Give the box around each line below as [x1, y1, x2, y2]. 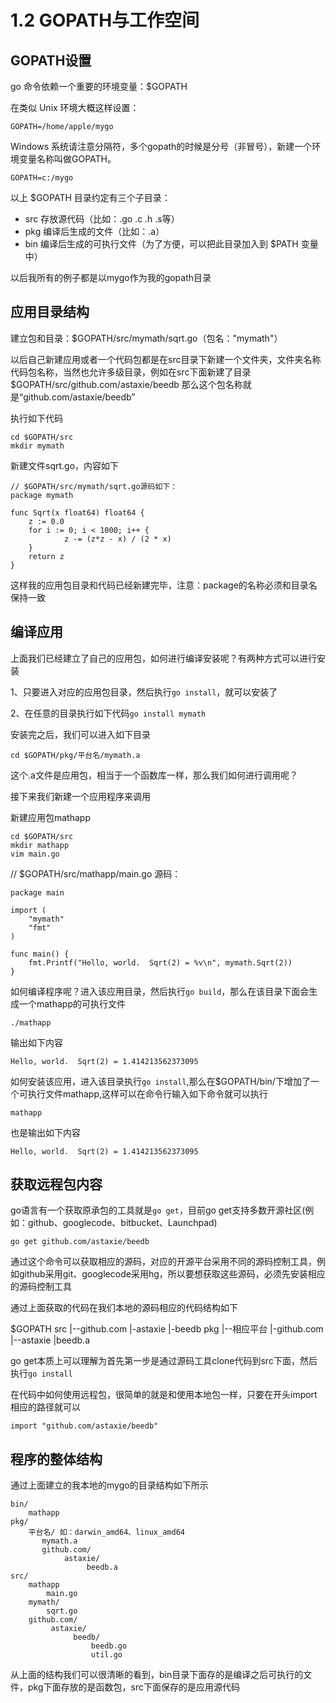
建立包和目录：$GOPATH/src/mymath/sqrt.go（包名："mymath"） [10, 332, 283, 344]
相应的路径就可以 [10, 1401, 81, 1413]
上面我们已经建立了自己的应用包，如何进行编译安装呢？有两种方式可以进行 [10, 652, 317, 664]
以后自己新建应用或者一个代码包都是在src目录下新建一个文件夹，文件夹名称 [10, 353, 322, 365]
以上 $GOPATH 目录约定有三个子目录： [10, 192, 171, 203]
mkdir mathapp [10, 840, 70, 850]
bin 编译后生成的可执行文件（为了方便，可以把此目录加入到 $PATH [24, 238, 299, 250]
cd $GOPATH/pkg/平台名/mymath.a [10, 750, 141, 760]
